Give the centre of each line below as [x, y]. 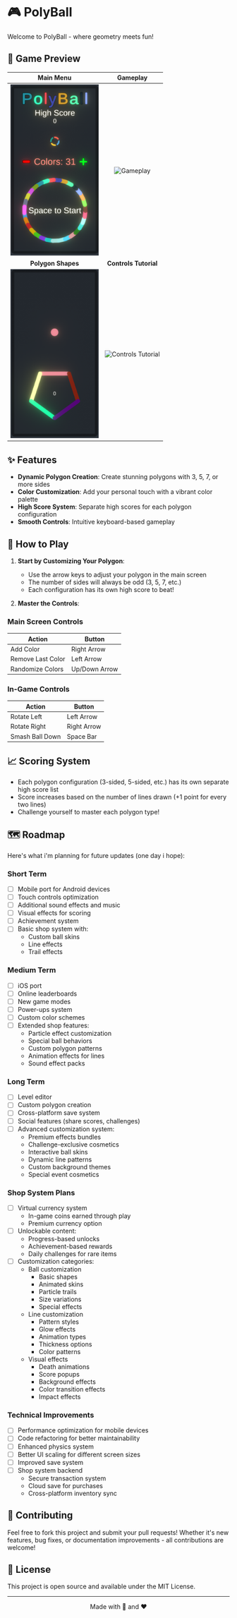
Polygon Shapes [55, 263]
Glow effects [57, 1329]
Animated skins [61, 1284]
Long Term [26, 1081]
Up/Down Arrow [95, 669]
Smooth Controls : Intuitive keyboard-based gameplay [96, 522]
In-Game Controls [38, 689]
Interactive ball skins [58, 1152]
